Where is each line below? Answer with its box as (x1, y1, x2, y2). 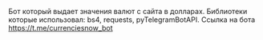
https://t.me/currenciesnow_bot (8, 24, 114, 32)
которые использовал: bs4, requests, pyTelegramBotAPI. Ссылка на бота (8, 15, 256, 24)
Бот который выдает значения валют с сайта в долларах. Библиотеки (8, 7, 248, 16)
